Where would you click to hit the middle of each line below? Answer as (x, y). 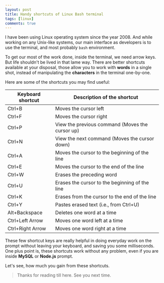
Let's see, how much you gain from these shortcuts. (57, 266)
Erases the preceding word (86, 175)
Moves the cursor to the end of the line (100, 167)
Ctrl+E (15, 167)
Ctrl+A (15, 156)
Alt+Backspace (25, 212)
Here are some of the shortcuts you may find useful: (58, 82)
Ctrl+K (15, 197)
